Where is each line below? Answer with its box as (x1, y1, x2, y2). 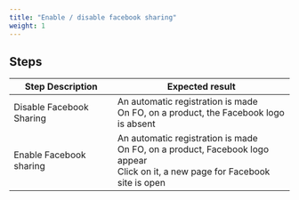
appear (117, 155, 148, 167)
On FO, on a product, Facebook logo (117, 143, 270, 156)
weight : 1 (9, 21, 46, 30)
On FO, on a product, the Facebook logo (117, 107, 285, 119)
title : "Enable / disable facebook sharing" (9, 12, 177, 22)
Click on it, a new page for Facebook (117, 165, 271, 178)
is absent (117, 117, 156, 130)
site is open (117, 177, 166, 189)
